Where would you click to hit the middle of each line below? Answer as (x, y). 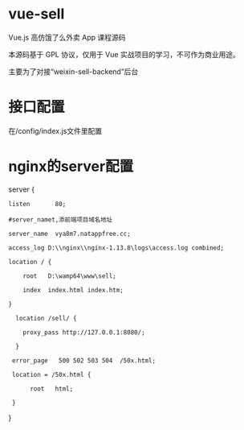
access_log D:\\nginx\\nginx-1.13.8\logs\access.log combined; (116, 248)
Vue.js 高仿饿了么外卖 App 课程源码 (67, 37)
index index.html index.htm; (73, 290)
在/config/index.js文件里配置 (55, 130)
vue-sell (37, 14)
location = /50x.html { (51, 374)
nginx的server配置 (71, 167)
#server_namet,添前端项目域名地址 (61, 219)
